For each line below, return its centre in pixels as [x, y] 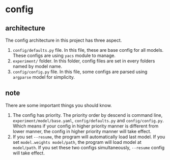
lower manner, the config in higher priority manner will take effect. [82, 131]
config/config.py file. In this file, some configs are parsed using [80, 72]
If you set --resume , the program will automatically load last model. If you [89, 137]
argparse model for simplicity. [44, 77]
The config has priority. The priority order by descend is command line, [88, 115]
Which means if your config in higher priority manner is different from [86, 126]
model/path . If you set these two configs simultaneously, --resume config [89, 147]
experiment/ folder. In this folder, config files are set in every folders [84, 61]
